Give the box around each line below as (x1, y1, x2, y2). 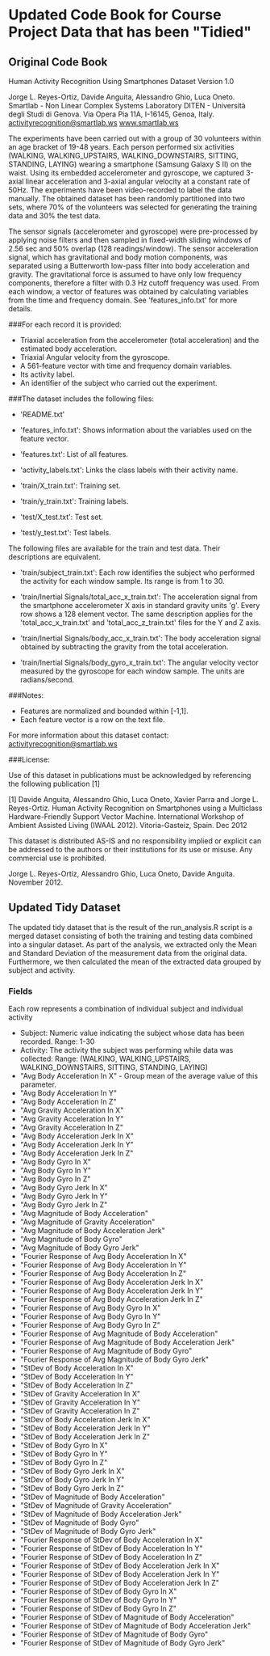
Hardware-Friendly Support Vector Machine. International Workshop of (8, 812, 244, 822)
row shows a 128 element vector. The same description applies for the (19, 609, 254, 619)
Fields (8, 985, 33, 996)
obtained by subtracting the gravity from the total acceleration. (19, 642, 229, 652)
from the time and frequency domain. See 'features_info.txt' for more (8, 295, 238, 305)
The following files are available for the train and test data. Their (8, 543, 221, 553)
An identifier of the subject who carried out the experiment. (19, 378, 218, 387)
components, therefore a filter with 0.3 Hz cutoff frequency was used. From (8, 278, 260, 288)
